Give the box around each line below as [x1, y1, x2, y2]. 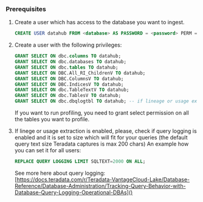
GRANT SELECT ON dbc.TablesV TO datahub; [14, 93, 122, 99]
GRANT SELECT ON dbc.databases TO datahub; [14, 59, 127, 65]
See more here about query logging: [14, 169, 106, 177]
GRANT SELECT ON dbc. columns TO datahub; [14, 53, 122, 59]
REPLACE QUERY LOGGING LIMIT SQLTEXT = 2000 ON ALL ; [14, 158, 146, 165]
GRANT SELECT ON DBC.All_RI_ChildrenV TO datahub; [14, 70, 146, 76]
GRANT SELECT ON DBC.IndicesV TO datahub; [14, 81, 124, 87]
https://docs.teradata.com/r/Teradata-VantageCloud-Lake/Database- [16, 175, 190, 183]
